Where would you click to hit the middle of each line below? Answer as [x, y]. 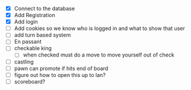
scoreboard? [30, 81]
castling [24, 62]
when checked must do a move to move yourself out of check [98, 55]
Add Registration [35, 15]
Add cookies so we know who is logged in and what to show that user [99, 28]
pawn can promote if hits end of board [61, 68]
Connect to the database [44, 9]
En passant [28, 42]
